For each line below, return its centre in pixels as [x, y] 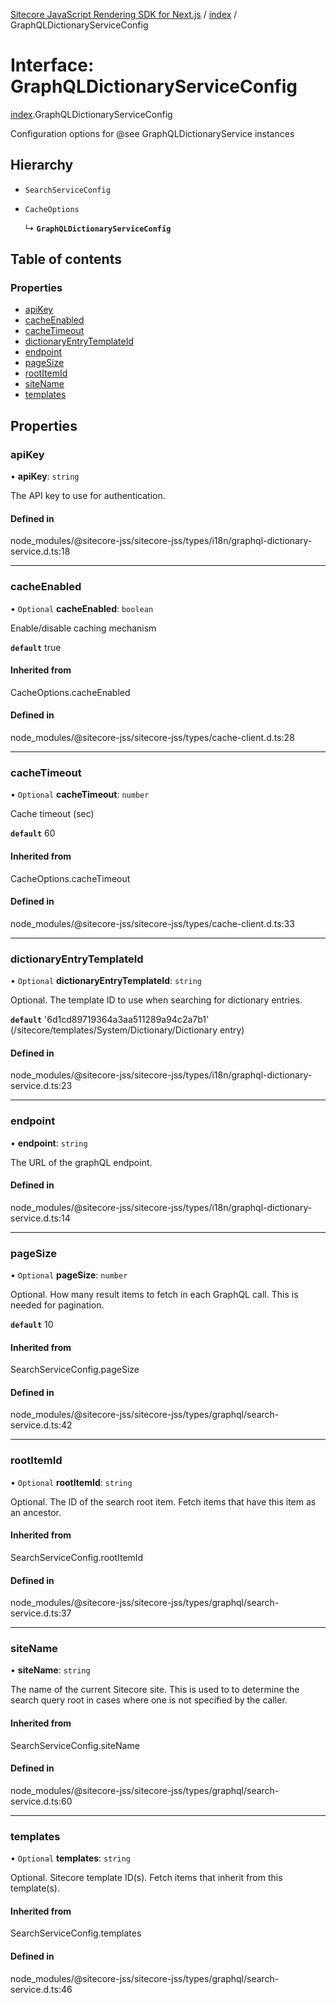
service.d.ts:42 [41, 1425]
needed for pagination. [57, 1305]
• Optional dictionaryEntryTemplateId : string [106, 981]
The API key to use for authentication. [88, 496]
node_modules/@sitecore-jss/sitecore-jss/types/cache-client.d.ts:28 [152, 738]
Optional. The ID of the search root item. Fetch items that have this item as [163, 1501]
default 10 [32, 1325]
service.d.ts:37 [41, 1613]
